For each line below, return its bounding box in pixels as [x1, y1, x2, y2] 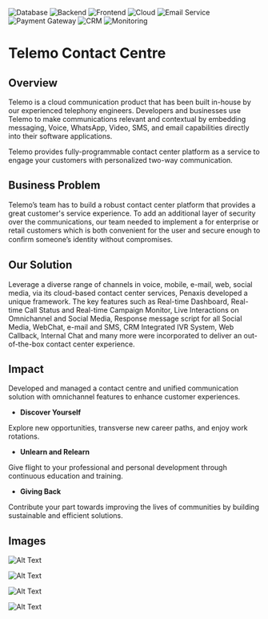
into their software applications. [8, 131, 113, 140]
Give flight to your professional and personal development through [8, 463, 228, 472]
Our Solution [8, 258, 73, 272]
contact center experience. [46, 339, 135, 349]
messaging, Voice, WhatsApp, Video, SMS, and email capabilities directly [8, 123, 250, 132]
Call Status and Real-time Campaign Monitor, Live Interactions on [24, 305, 240, 314]
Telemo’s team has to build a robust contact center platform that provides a [8, 200, 256, 209]
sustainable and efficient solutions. [8, 511, 124, 520]
